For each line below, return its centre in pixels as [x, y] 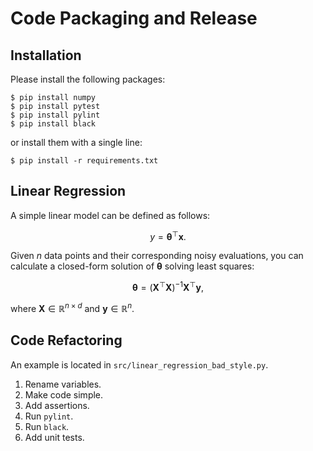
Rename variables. [63, 384]
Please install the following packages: [88, 79]
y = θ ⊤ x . [168, 235]
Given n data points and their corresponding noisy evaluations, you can [157, 256]
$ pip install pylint [55, 115]
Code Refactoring [66, 340]
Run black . [47, 426]
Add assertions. [57, 405]
